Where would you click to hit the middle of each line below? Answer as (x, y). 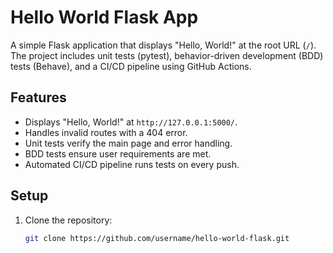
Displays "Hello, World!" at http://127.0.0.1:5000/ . (131, 122)
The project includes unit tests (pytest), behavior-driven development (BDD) (167, 55)
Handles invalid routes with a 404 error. (106, 132)
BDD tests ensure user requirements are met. (118, 153)
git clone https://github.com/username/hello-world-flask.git (157, 238)
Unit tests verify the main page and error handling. (128, 143)
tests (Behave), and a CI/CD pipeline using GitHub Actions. (131, 66)
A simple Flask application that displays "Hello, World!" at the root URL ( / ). (163, 45)
